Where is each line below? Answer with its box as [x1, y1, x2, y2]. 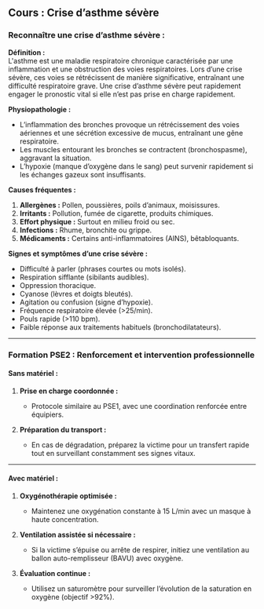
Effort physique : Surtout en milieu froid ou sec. [19, 217, 175, 226]
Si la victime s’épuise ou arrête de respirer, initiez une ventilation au [31, 545, 250, 555]
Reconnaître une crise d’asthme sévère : [8, 30, 165, 41]
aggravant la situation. [19, 153, 92, 162]
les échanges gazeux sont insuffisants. [19, 170, 146, 179]
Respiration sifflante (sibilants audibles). [19, 272, 149, 282]
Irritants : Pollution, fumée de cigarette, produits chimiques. [19, 208, 214, 218]
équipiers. [31, 410, 64, 419]
